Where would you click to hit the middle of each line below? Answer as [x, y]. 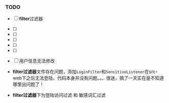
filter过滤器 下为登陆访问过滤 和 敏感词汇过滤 [59, 95]
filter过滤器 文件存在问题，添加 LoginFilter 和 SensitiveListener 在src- [85, 72]
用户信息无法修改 [37, 61]
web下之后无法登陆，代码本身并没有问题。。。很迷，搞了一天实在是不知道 [88, 78]
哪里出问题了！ [28, 84]
